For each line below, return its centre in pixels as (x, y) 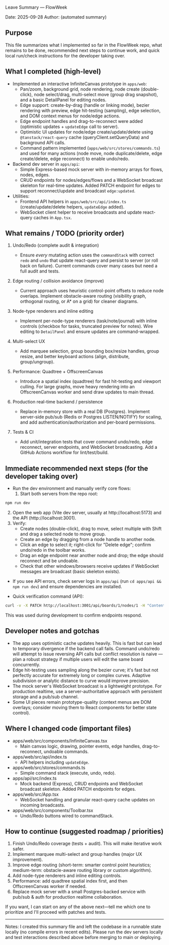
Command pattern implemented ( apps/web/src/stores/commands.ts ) (90, 148)
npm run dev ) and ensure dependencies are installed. (67, 587)
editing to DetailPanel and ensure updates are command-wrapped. (90, 331)
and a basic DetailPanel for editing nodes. (63, 100)
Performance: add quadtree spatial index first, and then (70, 881)
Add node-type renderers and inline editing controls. (67, 875)
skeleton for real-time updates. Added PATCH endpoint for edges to (90, 185)
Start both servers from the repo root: (59, 494)
